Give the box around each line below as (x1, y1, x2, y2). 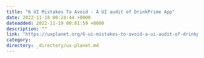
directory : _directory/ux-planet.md (6, 43, 99, 49)
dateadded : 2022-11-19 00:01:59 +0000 (6, 20, 104, 26)
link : (6, 31, 20, 37)
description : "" (6, 25, 47, 32)
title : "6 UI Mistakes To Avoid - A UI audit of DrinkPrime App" (6, 8, 175, 15)
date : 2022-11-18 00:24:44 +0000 (6, 14, 91, 21)
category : (6, 37, 32, 43)
